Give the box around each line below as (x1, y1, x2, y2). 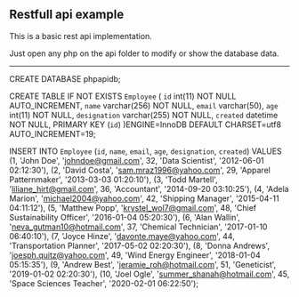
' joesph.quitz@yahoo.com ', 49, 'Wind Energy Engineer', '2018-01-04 (9, 249, 261, 261)
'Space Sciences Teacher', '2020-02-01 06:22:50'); (9, 277, 198, 288)
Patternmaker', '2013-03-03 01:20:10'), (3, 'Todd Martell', (9, 173, 218, 185)
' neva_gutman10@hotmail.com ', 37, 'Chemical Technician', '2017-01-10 (9, 221, 268, 232)
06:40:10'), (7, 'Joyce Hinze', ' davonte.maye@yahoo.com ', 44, (9, 230, 236, 241)
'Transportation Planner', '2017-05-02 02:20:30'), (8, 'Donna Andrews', (9, 240, 270, 251)
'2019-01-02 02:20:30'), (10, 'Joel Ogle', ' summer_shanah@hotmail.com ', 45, (9, 269, 290, 279)
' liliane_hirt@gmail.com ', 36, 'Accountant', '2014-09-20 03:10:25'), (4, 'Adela (9, 183, 289, 194)
